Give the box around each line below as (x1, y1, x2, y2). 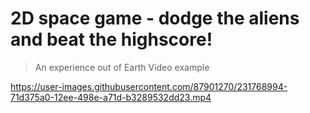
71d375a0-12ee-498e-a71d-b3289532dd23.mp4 (10, 91, 212, 103)
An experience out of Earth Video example (34, 61, 210, 73)
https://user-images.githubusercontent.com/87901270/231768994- (10, 80, 288, 92)
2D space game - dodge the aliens (10, 7, 300, 30)
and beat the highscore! (10, 28, 213, 51)
